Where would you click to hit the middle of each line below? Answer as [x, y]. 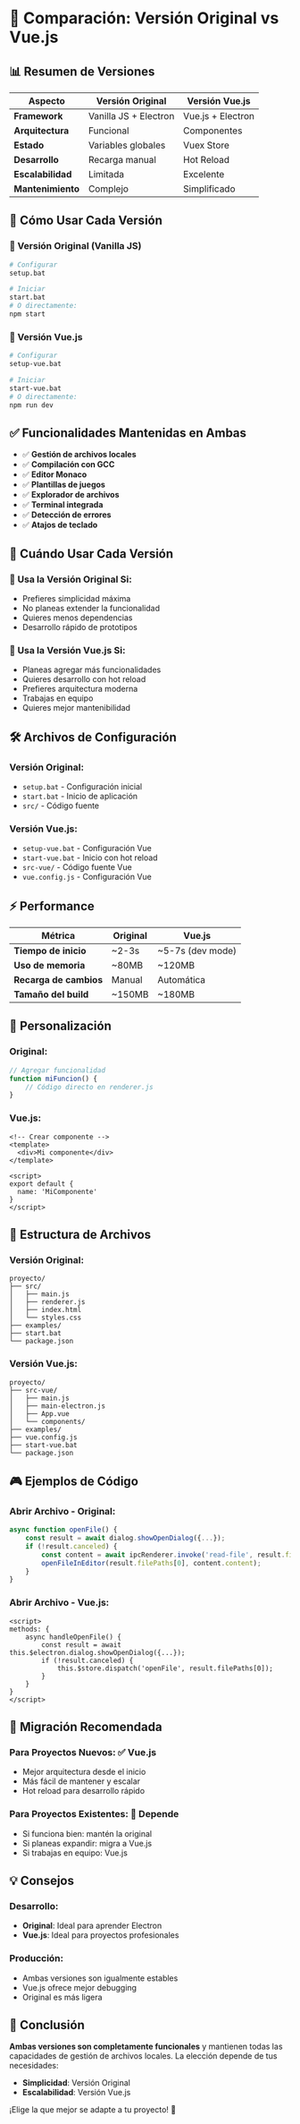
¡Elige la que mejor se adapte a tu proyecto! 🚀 [93, 2110]
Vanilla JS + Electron [131, 116]
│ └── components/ [48, 1421]
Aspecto [46, 101]
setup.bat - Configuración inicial [82, 786]
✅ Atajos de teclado [60, 525]
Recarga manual [122, 160]
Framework [38, 116]
